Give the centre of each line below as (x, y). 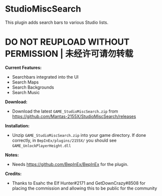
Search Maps (25, 82)
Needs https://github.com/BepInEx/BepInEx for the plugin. (70, 164)
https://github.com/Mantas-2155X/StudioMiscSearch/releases (74, 116)
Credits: (13, 174)
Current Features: (24, 67)
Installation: (17, 126)
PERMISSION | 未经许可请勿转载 (69, 54)
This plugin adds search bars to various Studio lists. (57, 22)
